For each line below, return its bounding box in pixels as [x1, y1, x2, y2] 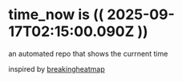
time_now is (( [8, 6, 104, 24]
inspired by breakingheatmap [8, 64, 106, 73]
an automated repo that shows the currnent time [8, 49, 168, 58]
